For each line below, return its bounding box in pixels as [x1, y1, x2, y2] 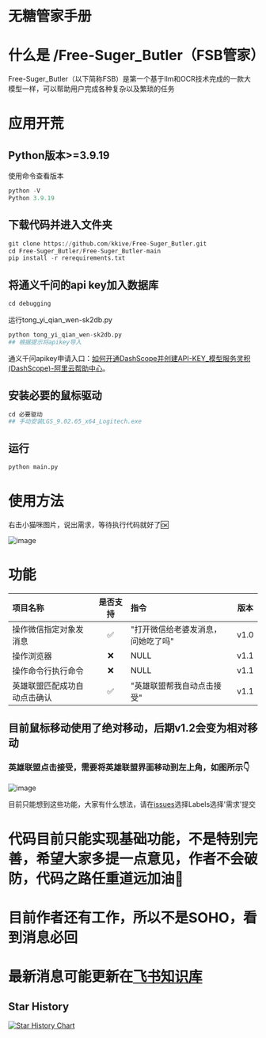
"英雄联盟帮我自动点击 [130, 680, 214, 691]
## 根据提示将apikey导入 [8, 338, 82, 346]
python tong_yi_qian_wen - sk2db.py [8, 331, 123, 339]
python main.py [8, 463, 59, 471]
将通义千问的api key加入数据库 [8, 278, 159, 291]
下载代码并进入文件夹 [8, 219, 112, 232]
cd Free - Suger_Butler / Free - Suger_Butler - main [8, 247, 161, 255]
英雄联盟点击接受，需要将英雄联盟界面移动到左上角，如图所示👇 [8, 762, 250, 773]
